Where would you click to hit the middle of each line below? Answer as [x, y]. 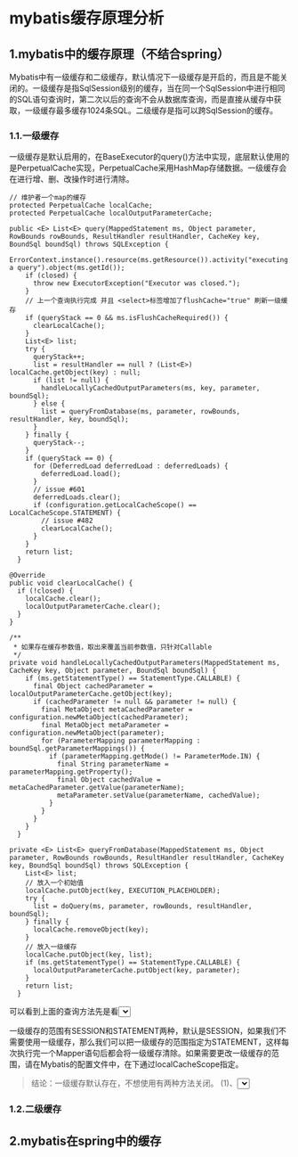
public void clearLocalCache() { [71, 583]
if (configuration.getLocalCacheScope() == [115, 505]
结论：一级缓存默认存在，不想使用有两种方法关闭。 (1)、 [134, 1083]
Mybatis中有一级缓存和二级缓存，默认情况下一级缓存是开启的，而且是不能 [145, 77]
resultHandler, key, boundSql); [69, 420]
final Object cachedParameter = [93, 686]
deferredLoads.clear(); [77, 497]
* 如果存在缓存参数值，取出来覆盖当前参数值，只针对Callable [113, 647]
